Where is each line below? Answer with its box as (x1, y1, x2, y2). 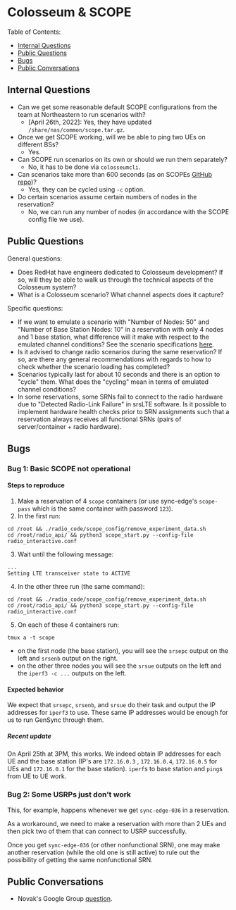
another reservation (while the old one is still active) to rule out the (7, 848, 200, 856)
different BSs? (17, 140, 59, 149)
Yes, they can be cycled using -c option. (27, 185, 146, 194)
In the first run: (17, 512, 61, 521)
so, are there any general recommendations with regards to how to (17, 355, 211, 363)
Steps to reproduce (7, 481, 65, 490)
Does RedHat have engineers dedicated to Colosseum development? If (17, 268, 223, 276)
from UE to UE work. (7, 772, 67, 780)
